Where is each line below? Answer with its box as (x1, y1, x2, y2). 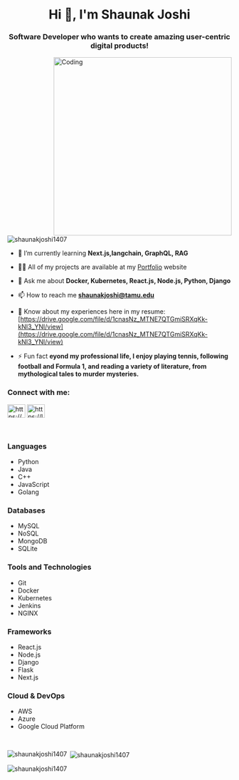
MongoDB (17, 537, 48, 545)
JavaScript (17, 481, 50, 489)
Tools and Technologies (7, 563, 92, 573)
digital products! (90, 41, 149, 51)
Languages (7, 441, 48, 451)
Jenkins (17, 601, 41, 610)
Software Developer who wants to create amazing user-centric (9, 32, 230, 42)
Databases (7, 506, 46, 515)
